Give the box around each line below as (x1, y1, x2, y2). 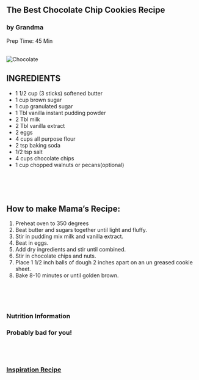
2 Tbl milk (15, 116, 40, 123)
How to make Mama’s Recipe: (6, 203, 121, 214)
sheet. (15, 266, 32, 273)
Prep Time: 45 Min (6, 37, 53, 45)
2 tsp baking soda (15, 141, 61, 149)
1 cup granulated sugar (15, 102, 73, 110)
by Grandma (6, 23, 44, 32)
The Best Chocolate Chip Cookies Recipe (6, 5, 165, 15)
